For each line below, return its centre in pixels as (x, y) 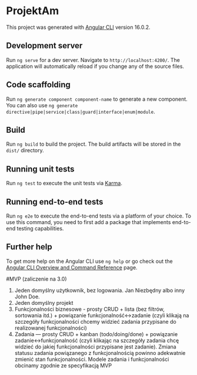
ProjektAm (33, 11)
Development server (44, 46)
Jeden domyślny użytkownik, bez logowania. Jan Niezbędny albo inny (100, 290)
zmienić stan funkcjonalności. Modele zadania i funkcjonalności (92, 359)
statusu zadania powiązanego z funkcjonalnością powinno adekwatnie (100, 353)
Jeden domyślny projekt (44, 302)
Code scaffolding (38, 85)
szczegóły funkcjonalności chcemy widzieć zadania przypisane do (95, 321)
